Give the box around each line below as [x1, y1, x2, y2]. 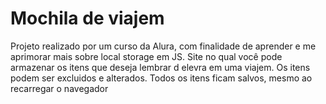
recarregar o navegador [10, 82, 109, 94]
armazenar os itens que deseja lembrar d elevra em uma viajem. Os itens [10, 61, 311, 73]
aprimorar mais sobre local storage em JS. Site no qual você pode [10, 50, 283, 62]
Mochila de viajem [10, 7, 165, 30]
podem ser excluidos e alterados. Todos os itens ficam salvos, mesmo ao [10, 72, 313, 84]
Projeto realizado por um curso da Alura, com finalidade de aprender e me [10, 40, 317, 52]
